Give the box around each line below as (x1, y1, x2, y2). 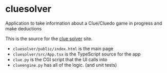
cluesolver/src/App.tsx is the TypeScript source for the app (12, 51, 141, 57)
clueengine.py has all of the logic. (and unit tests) (12, 62, 117, 68)
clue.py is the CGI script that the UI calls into (12, 56, 108, 62)
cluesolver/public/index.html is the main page (12, 45, 114, 51)
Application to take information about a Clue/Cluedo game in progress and (5, 20, 162, 26)
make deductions (5, 25, 42, 31)
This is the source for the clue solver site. (5, 35, 93, 42)
